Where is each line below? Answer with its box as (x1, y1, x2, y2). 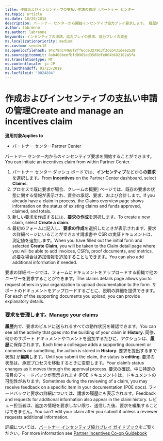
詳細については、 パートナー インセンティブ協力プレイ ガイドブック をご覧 (5, 424, 152, 430)
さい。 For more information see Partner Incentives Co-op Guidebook (9, 430, 147, 436)
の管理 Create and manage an (5, 105, 124, 116)
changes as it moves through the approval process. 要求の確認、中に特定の (5, 366, 156, 372)
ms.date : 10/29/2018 (5, 16, 47, 21)
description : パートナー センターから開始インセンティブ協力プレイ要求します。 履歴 (5, 20, 156, 26)
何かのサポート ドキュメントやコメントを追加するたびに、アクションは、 (5, 336, 150, 342)
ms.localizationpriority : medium (5, 39, 73, 44)
